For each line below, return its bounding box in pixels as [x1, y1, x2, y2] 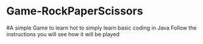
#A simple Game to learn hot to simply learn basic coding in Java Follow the [6, 24, 197, 31]
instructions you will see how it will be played [6, 30, 120, 37]
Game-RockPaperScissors [6, 4, 143, 18]
